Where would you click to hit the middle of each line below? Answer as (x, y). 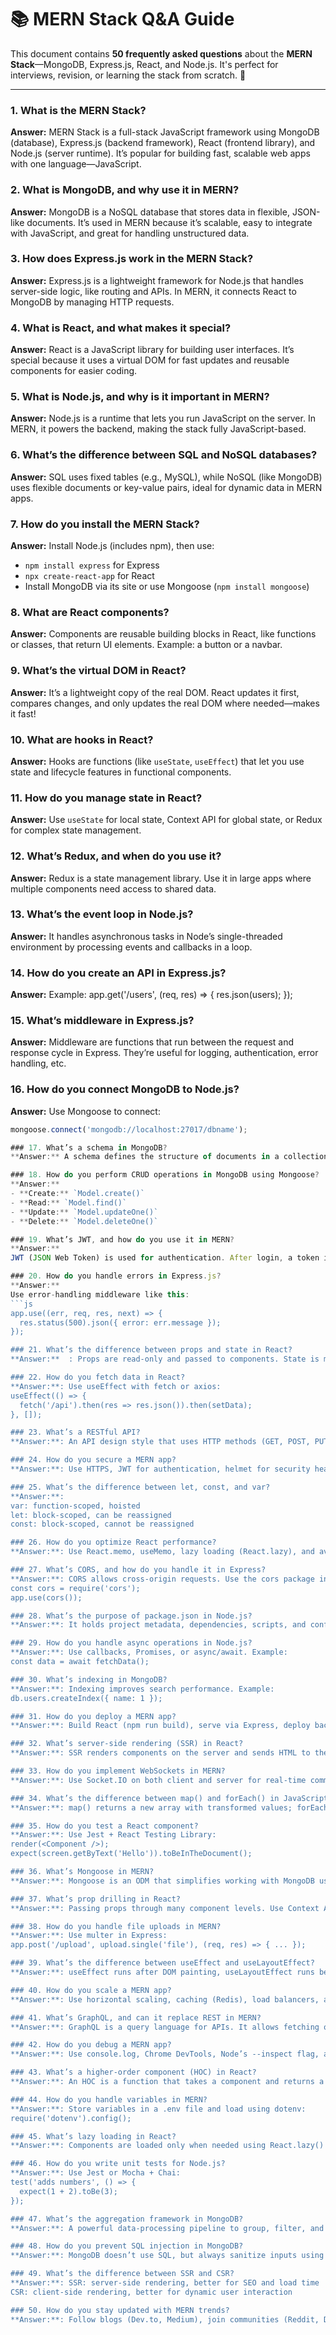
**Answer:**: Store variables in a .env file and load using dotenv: (158, 2109)
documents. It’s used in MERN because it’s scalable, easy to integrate (169, 222)
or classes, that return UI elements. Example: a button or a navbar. (146, 645)
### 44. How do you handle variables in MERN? (109, 2099)
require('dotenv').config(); (71, 2118)
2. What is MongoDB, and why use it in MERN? (125, 190)
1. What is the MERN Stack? (78, 110)
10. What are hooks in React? (82, 739)
